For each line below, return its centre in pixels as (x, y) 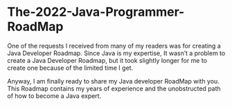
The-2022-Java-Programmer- (96, 12)
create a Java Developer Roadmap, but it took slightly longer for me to (107, 60)
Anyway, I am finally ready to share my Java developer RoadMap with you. (113, 81)
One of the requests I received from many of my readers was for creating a (114, 46)
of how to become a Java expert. (54, 96)
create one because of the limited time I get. (70, 68)
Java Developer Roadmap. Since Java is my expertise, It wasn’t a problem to (116, 53)
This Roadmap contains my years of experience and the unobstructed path (114, 88)
